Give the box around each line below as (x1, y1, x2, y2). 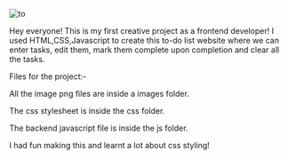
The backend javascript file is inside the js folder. (9, 123, 188, 133)
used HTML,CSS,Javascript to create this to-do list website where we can (9, 36, 280, 45)
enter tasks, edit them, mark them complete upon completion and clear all (9, 44, 280, 55)
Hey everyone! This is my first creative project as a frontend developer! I (9, 26, 274, 36)
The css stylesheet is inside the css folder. (9, 106, 165, 115)
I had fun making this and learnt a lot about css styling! (9, 140, 211, 150)
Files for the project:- (9, 71, 87, 82)
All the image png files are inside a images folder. (9, 89, 189, 99)
